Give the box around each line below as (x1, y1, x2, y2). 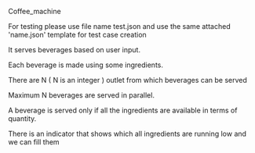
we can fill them (8, 137, 60, 147)
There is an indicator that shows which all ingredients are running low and (8, 129, 247, 138)
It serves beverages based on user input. (8, 45, 141, 54)
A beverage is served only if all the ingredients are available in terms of (8, 105, 238, 115)
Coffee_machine (8, 7, 61, 16)
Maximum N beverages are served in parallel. (8, 91, 155, 100)
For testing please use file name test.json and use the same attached (8, 22, 231, 30)
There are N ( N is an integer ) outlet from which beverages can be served (8, 76, 247, 84)
